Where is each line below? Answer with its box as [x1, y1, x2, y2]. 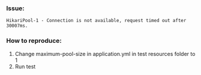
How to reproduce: [6, 37, 62, 45]
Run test [14, 62, 36, 70]
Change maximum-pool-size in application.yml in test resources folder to [14, 50, 196, 57]
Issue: [6, 4, 25, 12]
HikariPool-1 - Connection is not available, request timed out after [6, 18, 187, 24]
